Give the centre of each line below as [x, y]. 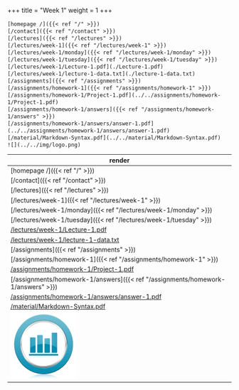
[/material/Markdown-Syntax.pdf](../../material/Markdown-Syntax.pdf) [114, 138]
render [119, 160]
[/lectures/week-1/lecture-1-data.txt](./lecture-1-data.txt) [101, 74]
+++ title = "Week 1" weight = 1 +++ [60, 10]
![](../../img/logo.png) [44, 145]
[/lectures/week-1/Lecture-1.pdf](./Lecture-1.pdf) [85, 67]
